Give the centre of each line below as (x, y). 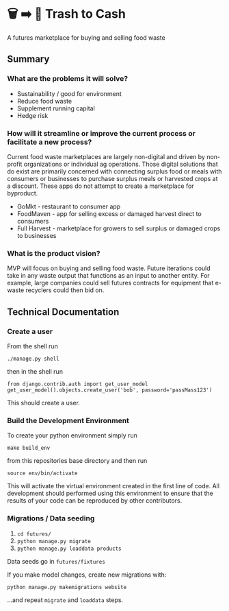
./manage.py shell (33, 359)
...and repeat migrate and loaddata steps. (65, 600)
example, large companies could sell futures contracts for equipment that (110, 283)
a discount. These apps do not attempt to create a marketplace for (100, 186)
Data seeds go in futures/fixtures (56, 561)
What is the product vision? (54, 253)
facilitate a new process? (50, 142)
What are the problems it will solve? (68, 79)
